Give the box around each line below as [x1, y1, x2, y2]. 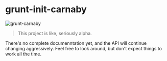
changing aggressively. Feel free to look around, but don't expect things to [5, 45, 162, 51]
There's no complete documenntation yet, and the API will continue [5, 40, 147, 46]
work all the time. [5, 51, 42, 57]
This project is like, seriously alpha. [17, 30, 92, 36]
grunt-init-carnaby [5, 4, 87, 15]
